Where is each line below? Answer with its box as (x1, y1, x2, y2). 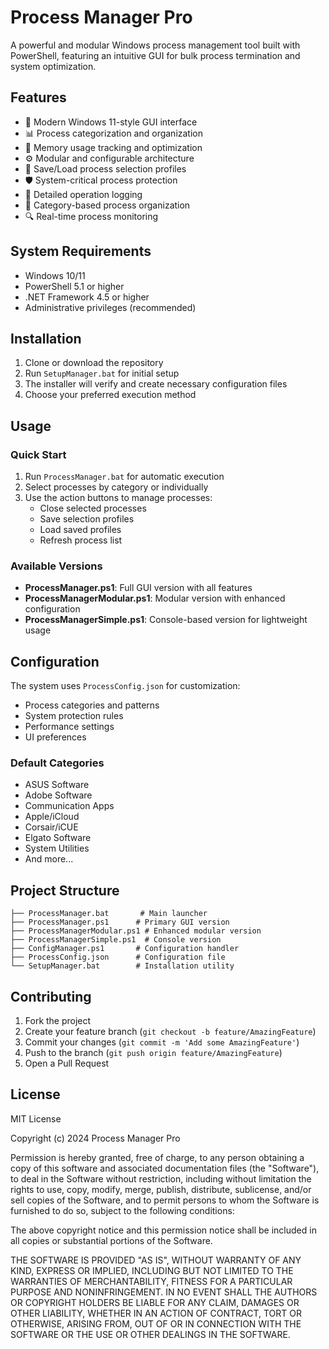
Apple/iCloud (24, 811, 80, 823)
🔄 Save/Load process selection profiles (24, 162, 187, 175)
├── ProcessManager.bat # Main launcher (10, 909, 208, 919)
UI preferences (24, 731, 87, 743)
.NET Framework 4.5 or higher (24, 291, 150, 303)
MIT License (10, 1112, 62, 1125)
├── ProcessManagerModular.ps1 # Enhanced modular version (10, 926, 262, 936)
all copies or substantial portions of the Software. (10, 1234, 213, 1246)
